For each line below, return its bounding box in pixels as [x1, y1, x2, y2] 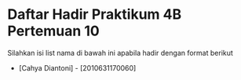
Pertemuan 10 [7, 22, 100, 40]
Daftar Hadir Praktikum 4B [7, 5, 182, 24]
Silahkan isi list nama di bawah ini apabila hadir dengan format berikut [7, 48, 233, 57]
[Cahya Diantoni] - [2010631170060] [18, 63, 137, 72]
